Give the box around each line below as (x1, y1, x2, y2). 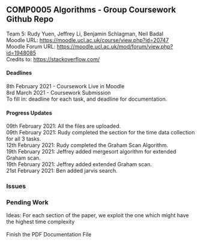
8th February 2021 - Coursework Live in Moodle (6, 83, 125, 90)
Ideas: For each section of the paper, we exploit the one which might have (6, 212, 189, 219)
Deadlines (6, 69, 32, 77)
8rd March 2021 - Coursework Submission (6, 89, 111, 97)
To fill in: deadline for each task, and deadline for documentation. (6, 95, 167, 103)
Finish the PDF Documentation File (6, 231, 92, 238)
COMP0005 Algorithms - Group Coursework (6, 5, 176, 15)
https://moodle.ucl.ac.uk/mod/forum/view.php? (56, 43, 173, 50)
